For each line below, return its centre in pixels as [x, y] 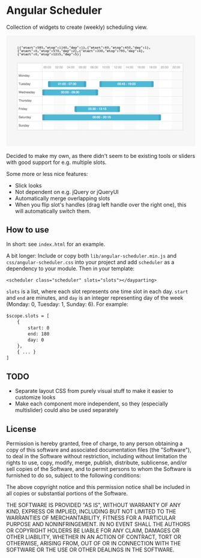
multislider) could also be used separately [67, 410]
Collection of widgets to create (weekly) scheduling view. [77, 27]
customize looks [35, 398]
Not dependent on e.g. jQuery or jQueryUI [67, 192]
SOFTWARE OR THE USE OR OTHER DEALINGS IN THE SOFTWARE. [90, 550]
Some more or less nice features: [47, 174]
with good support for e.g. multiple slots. [56, 162]
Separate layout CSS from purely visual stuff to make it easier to [94, 391]
